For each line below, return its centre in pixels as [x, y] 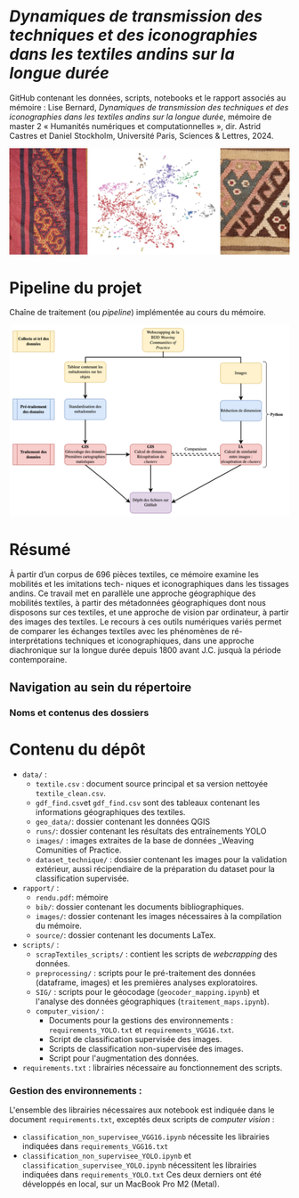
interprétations [36, 640]
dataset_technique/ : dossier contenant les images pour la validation [161, 860]
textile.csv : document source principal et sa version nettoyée [152, 784]
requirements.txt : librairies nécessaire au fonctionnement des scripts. [152, 1068]
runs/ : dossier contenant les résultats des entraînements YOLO [151, 831]
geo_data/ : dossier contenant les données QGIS [123, 822]
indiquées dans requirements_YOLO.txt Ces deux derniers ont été [142, 1175]
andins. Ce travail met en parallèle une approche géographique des [133, 593]
